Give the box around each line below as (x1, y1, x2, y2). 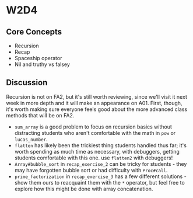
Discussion (6, 78, 48, 88)
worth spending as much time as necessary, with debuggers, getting (14, 148, 180, 155)
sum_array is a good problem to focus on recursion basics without (14, 123, 172, 130)
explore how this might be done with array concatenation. (14, 185, 153, 192)
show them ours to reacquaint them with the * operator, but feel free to (14, 179, 185, 186)
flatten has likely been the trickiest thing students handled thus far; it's (14, 141, 187, 149)
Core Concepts (6, 27, 62, 37)
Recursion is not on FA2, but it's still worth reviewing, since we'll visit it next (6, 93, 188, 100)
